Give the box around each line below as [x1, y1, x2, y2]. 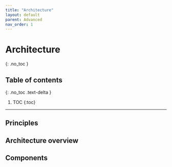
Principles [5, 119, 38, 128]
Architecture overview [5, 136, 78, 145]
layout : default [5, 12, 40, 17]
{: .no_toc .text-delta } [5, 89, 52, 95]
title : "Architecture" [5, 7, 54, 13]
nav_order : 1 [5, 22, 33, 27]
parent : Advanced [5, 17, 42, 22]
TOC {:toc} [12, 99, 36, 105]
